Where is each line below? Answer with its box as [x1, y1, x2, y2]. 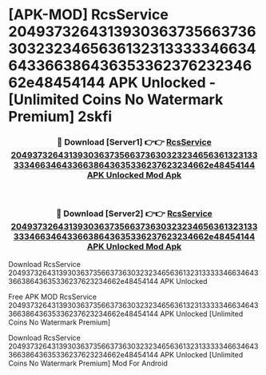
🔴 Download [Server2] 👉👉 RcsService [55, 208, 213, 219]
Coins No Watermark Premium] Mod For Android [8, 358, 168, 368]
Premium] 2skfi [8, 108, 113, 126]
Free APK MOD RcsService [8, 292, 97, 301]
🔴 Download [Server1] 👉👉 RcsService [57, 137, 212, 148]
